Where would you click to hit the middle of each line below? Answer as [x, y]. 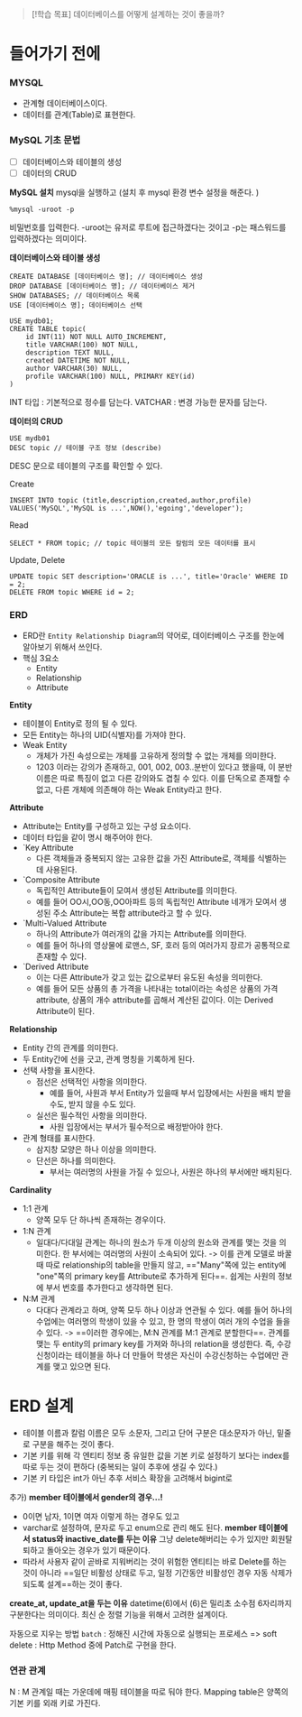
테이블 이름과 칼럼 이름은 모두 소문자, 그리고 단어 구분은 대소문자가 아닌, [148, 1433]
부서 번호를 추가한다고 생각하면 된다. [110, 1288]
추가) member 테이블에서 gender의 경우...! [86, 1498]
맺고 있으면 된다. [82, 1367]
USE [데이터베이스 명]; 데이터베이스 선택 [76, 305]
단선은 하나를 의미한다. [76, 1161]
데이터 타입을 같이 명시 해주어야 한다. [87, 837]
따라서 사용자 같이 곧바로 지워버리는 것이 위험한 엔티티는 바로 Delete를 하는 [154, 1562]
